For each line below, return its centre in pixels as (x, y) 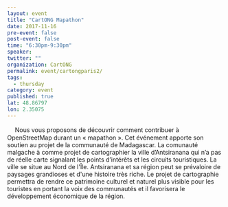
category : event (30, 90)
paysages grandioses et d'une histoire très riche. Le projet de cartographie (113, 174)
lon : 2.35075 (26, 109)
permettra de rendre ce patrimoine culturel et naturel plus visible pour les (111, 181)
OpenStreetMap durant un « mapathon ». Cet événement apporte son (105, 138)
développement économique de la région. (66, 196)
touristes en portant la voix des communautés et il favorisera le (96, 188)
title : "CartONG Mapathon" (46, 20)
